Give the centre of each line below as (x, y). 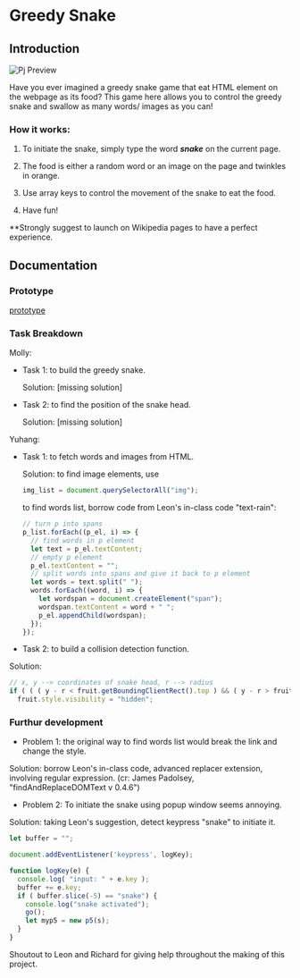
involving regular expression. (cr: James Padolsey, (102, 778)
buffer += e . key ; (50, 887)
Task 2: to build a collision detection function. (106, 649)
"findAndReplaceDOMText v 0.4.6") (75, 788)
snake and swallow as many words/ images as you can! (111, 106)
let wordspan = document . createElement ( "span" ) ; (131, 599)
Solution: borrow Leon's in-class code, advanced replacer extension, (136, 769)
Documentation (54, 265)
